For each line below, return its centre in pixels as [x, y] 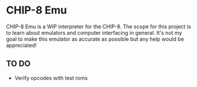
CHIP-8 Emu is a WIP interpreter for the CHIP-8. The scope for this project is [98, 26]
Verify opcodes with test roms [51, 78]
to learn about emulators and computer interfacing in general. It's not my [94, 32]
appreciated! [21, 45]
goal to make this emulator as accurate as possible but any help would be [95, 39]
